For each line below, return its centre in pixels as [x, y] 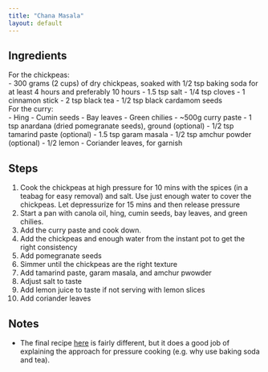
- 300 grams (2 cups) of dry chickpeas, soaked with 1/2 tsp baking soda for [133, 83]
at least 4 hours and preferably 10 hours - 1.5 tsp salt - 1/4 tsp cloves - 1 [127, 92]
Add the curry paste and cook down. [81, 230]
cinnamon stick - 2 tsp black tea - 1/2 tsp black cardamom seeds [116, 100]
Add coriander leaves [55, 298]
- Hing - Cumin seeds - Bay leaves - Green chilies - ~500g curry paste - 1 [130, 118]
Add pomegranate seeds [61, 256]
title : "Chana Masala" [46, 16]
